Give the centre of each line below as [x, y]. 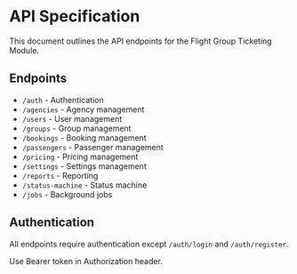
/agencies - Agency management [83, 109]
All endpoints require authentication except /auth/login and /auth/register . [149, 244]
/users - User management [72, 118]
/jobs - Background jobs [67, 194]
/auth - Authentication [63, 100]
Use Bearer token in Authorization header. [86, 261]
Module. [24, 50]
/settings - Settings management [84, 165]
